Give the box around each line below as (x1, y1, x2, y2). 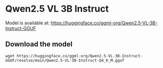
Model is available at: (5, 20, 50, 26)
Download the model (5, 40, 73, 49)
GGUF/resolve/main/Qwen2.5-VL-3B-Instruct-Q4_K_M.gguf (5, 58, 125, 63)
